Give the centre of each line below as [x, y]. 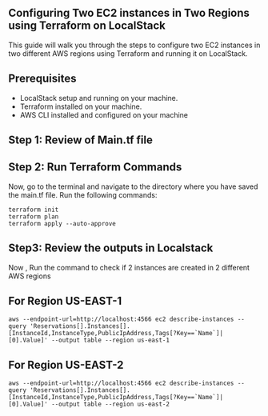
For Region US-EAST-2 [66, 364]
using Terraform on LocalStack [87, 26]
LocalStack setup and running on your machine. [99, 98]
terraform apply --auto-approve [62, 223]
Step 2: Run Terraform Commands [95, 167]
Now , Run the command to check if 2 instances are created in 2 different [129, 267]
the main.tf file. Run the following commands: [83, 194]
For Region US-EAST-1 [65, 301]
